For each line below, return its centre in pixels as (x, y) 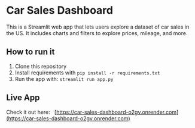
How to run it (31, 52)
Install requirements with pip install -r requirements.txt (87, 73)
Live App (23, 98)
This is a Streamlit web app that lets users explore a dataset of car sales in (98, 27)
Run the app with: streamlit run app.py (64, 79)
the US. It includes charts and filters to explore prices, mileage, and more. (97, 33)
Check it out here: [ (31, 112)
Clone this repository (41, 66)
